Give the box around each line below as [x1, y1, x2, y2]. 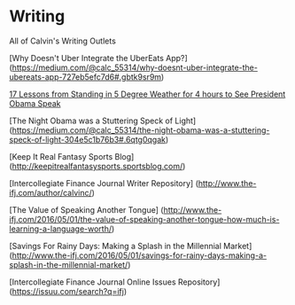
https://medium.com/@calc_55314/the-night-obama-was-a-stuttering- [12, 124, 270, 135]
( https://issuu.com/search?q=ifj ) [9, 285, 128, 296]
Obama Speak [9, 98, 61, 108]
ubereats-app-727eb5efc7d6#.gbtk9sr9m [9, 71, 162, 82]
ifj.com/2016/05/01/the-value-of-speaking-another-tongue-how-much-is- [9, 214, 280, 224]
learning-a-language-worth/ [9, 223, 113, 234]
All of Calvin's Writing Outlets [9, 35, 117, 46]
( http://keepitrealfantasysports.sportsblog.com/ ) [9, 160, 186, 171]
